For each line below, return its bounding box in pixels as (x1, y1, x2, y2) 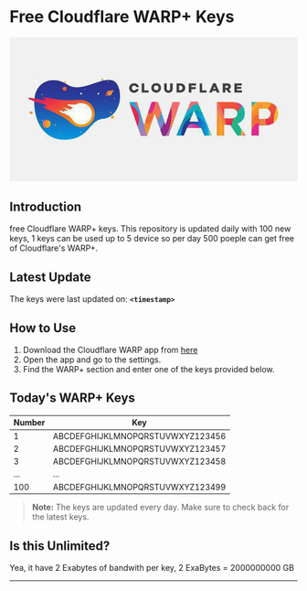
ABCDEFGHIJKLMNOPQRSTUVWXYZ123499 (53, 481, 227, 492)
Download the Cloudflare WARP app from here (22, 345, 198, 356)
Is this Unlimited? (9, 538, 111, 553)
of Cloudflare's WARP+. (9, 242, 99, 253)
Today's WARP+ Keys (9, 391, 135, 406)
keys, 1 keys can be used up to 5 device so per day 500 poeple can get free (9, 233, 295, 244)
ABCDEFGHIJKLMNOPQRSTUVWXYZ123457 (53, 443, 227, 454)
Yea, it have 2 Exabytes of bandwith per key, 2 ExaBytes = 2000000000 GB (9, 562, 295, 573)
